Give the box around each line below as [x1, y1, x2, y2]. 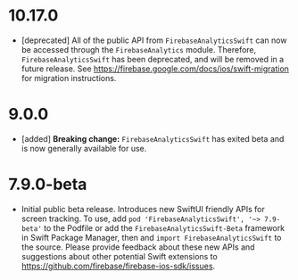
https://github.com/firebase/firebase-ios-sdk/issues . [21, 260, 216, 271]
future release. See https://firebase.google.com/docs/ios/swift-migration [21, 63, 289, 74]
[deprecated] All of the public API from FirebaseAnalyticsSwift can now [21, 35, 287, 45]
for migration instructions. [21, 72, 117, 83]
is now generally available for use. [21, 143, 147, 153]
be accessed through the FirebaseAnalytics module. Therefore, [21, 44, 257, 54]
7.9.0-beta [8, 175, 87, 194]
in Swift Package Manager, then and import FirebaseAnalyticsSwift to [21, 232, 282, 243]
